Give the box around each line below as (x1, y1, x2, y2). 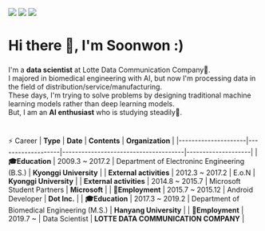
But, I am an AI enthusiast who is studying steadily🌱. (8, 108, 183, 117)
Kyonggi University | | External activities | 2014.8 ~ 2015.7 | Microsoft (8, 177, 241, 186)
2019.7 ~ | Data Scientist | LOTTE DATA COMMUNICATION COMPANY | (8, 214, 245, 224)
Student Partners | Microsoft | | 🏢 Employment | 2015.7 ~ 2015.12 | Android (8, 185, 254, 195)
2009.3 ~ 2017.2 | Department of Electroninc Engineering (57, 157, 245, 166)
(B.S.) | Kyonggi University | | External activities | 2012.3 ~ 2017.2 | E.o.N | (8, 168, 255, 177)
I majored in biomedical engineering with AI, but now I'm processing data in (8, 74, 256, 83)
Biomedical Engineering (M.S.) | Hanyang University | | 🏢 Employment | (8, 205, 244, 215)
